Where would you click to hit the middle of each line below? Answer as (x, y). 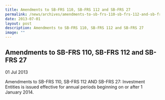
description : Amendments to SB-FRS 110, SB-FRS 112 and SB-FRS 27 (74, 28)
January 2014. (20, 92)
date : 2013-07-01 (23, 19)
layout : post (18, 23)
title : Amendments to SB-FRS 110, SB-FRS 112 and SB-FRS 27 (68, 10)
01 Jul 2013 (16, 72)
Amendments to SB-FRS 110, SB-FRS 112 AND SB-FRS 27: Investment (75, 81)
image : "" (15, 33)
